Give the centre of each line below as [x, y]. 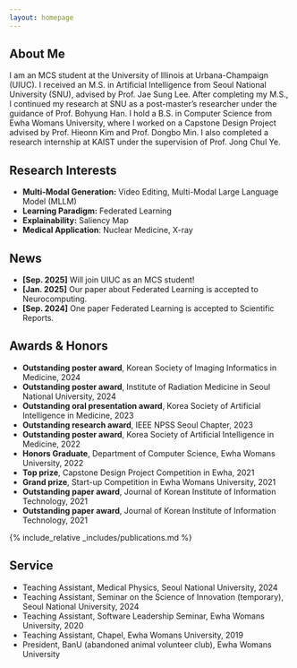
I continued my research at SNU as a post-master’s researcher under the [143, 104]
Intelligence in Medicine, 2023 [78, 415]
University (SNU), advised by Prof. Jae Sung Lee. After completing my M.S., [149, 94]
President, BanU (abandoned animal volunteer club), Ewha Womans [147, 644]
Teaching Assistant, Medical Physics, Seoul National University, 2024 [150, 587]
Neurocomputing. [55, 299]
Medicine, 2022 [51, 444]
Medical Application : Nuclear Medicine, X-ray [108, 230]
